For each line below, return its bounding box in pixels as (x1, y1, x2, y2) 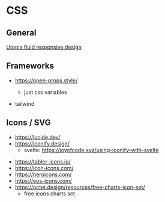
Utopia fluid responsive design (6, 43, 82, 50)
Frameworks (6, 61, 55, 71)
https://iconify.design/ (14, 139, 70, 147)
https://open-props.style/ (14, 76, 78, 84)
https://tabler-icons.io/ (14, 158, 71, 165)
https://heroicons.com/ (14, 171, 72, 178)
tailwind (14, 100, 35, 107)
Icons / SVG (6, 118, 51, 128)
